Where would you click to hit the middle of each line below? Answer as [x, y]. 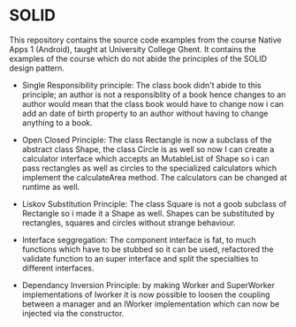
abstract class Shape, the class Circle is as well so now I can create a [148, 149]
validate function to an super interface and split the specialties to [140, 258]
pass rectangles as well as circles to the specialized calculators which [149, 168]
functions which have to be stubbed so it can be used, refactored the [148, 249]
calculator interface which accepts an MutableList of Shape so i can [145, 158]
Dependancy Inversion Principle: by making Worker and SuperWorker [148, 285]
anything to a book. [57, 122]
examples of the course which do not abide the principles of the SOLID [138, 58]
